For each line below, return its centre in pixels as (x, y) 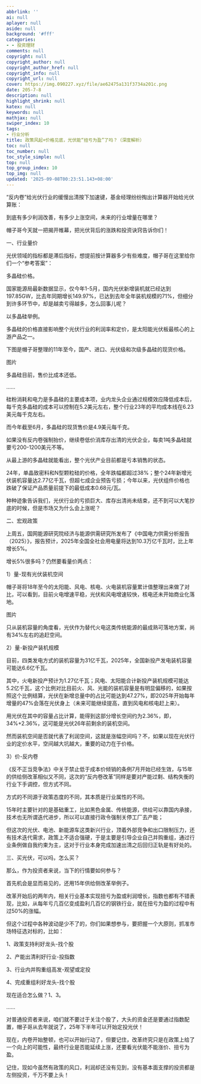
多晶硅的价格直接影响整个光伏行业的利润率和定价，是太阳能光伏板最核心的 (98, 329)
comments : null (25, 51)
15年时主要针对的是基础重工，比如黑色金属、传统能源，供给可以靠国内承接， (100, 809)
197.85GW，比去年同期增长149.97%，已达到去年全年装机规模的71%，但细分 (100, 296)
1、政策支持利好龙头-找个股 (40, 944)
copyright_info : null (33, 73)
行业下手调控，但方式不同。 (40, 784)
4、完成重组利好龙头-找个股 (41, 982)
